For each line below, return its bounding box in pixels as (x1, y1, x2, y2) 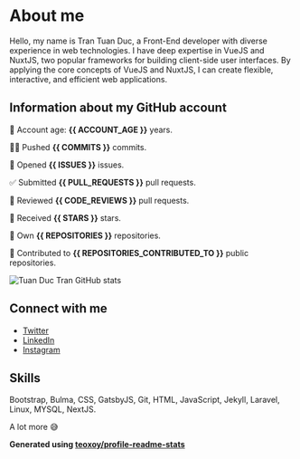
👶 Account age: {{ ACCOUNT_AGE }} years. (9, 124, 173, 135)
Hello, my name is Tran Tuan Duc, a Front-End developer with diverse (9, 35, 268, 46)
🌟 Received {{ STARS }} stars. (9, 212, 122, 223)
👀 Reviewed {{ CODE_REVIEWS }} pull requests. (9, 195, 190, 206)
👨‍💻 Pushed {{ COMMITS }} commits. (9, 141, 147, 152)
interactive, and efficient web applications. (9, 73, 168, 84)
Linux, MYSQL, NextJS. (9, 404, 97, 415)
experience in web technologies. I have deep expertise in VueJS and (9, 44, 265, 55)
